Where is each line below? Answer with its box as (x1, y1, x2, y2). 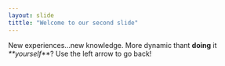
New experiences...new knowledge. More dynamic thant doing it (8, 40, 217, 49)
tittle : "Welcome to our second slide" (8, 19, 139, 27)
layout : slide (8, 11, 55, 20)
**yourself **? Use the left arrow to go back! (8, 49, 152, 58)
